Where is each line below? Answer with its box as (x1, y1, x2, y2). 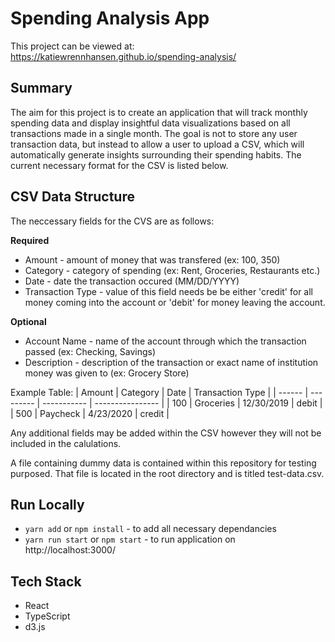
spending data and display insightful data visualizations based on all (10, 117, 291, 129)
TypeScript (24, 610, 71, 622)
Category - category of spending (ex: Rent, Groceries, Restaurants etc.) (24, 264, 321, 276)
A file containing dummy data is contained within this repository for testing (10, 457, 317, 469)
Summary (10, 80, 73, 97)
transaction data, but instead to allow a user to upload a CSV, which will (10, 138, 305, 150)
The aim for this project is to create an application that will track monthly (10, 106, 308, 118)
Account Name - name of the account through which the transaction (24, 335, 307, 347)
